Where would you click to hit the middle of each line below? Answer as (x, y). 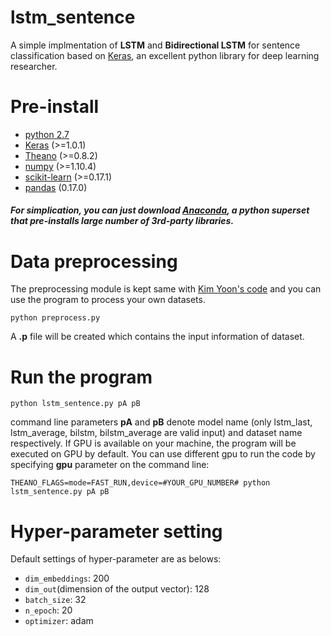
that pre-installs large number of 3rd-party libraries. (122, 221)
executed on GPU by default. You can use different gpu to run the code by (163, 454)
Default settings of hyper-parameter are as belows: (116, 559)
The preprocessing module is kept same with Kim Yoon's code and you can (166, 289)
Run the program (81, 377)
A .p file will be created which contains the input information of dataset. (157, 337)
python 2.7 (47, 134)
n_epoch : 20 (48, 610)
